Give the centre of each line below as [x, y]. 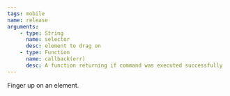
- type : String [42, 33]
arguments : [23, 26]
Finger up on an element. [43, 85]
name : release [28, 20]
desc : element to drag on [63, 46]
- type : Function [45, 53]
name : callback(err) [55, 59]
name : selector [48, 40]
